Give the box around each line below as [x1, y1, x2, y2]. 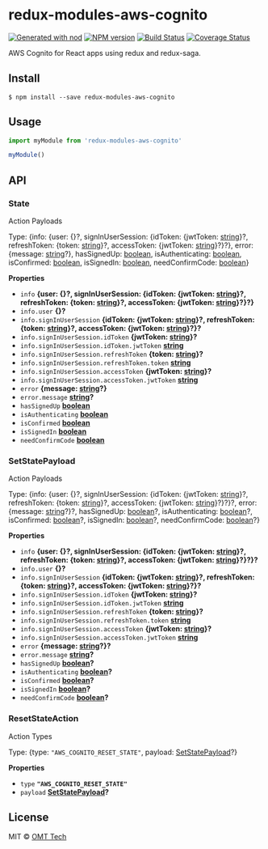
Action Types [8, 731, 52, 741]
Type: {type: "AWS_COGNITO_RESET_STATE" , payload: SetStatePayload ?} [8, 747, 238, 757]
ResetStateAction [8, 713, 79, 724]
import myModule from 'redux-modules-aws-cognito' [8, 136, 182, 145]
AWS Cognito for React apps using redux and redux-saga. [8, 48, 202, 57]
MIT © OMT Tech [8, 832, 67, 842]
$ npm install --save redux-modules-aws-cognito [8, 93, 175, 101]
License [8, 810, 49, 824]
